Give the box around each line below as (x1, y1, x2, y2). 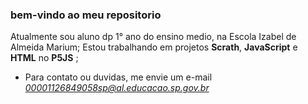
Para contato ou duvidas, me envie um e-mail (24, 71, 213, 83)
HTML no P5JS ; (10, 52, 79, 64)
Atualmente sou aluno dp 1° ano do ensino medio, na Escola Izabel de (10, 31, 297, 43)
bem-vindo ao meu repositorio (10, 8, 162, 22)
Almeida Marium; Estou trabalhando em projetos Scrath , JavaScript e (10, 41, 298, 53)
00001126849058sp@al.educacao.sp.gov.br (24, 82, 210, 94)
